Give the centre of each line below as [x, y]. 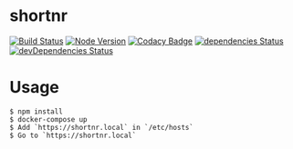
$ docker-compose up [49, 119]
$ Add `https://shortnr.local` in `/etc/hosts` [102, 127]
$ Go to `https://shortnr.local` [73, 135]
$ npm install [37, 111]
